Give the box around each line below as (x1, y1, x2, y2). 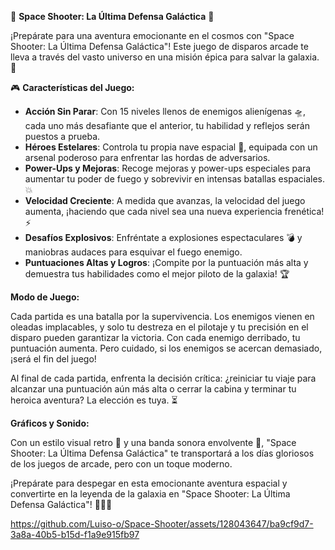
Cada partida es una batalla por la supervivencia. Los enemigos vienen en (10, 311, 315, 322)
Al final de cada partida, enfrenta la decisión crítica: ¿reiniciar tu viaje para (10, 372, 317, 384)
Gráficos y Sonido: (10, 417, 90, 429)
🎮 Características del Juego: (10, 82, 135, 93)
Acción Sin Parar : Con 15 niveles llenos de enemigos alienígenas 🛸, (24, 106, 307, 117)
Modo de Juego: (10, 291, 80, 303)
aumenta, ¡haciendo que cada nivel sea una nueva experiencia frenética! (24, 206, 325, 217)
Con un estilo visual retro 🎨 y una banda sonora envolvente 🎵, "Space (10, 437, 297, 448)
